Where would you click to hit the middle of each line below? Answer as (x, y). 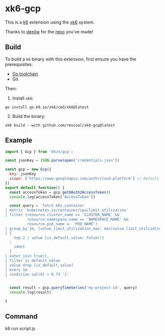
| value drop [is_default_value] (39, 265)
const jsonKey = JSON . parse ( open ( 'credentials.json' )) (62, 160)
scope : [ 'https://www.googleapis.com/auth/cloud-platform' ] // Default (84, 179)
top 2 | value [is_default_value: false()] (59, 238)
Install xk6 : (23, 98)
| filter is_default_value (33, 260)
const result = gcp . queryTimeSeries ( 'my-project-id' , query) (73, 288)
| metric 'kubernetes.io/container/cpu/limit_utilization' (67, 210)
